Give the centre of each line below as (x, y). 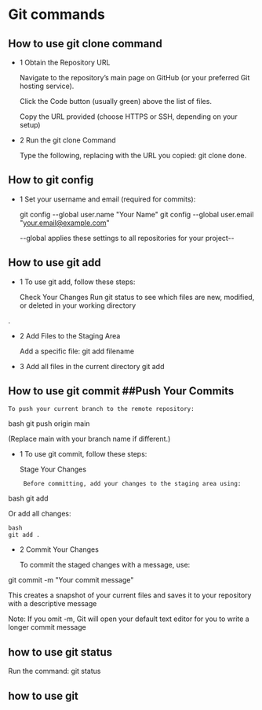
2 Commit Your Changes (59, 549)
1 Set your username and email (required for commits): (107, 199)
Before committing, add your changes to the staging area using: (132, 484)
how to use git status (60, 652)
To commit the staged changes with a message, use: (105, 565)
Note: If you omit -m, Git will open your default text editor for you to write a (129, 619)
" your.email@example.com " (64, 223)
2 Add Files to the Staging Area (70, 335)
